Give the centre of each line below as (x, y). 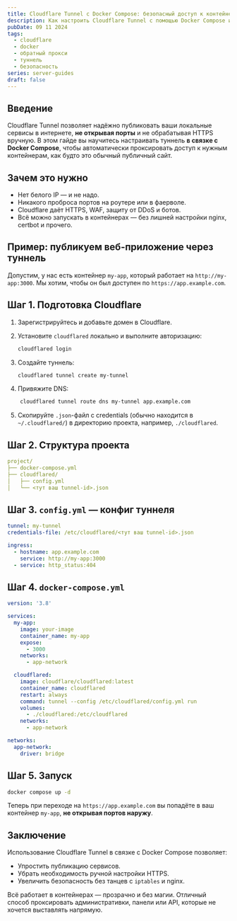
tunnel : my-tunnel (34, 526)
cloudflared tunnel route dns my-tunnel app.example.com (105, 402)
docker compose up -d (39, 792)
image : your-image (47, 629)
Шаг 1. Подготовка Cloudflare (74, 305)
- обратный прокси (41, 54)
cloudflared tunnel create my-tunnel (73, 375)
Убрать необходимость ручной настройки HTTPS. (93, 874)
